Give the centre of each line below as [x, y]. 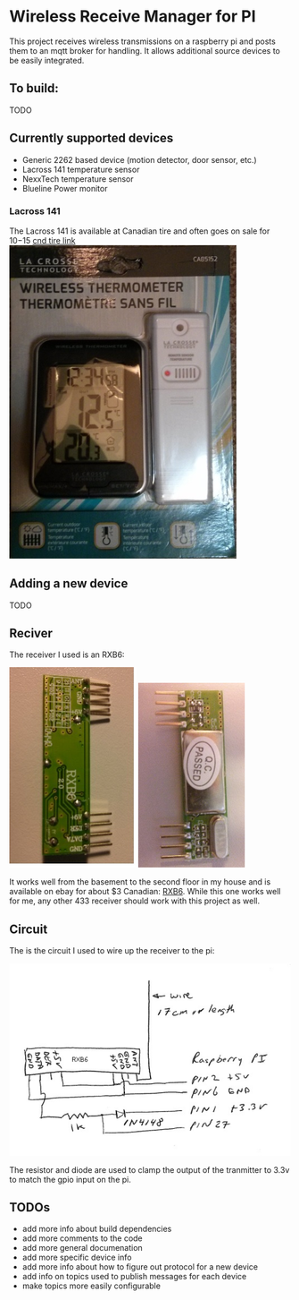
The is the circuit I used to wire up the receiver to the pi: [112, 951]
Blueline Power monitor [65, 188]
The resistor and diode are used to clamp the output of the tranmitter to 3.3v [149, 1169]
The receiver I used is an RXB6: [67, 654]
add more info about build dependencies [97, 1229]
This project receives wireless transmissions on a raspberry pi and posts [143, 41]
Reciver [31, 633]
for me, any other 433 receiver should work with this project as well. [135, 901]
